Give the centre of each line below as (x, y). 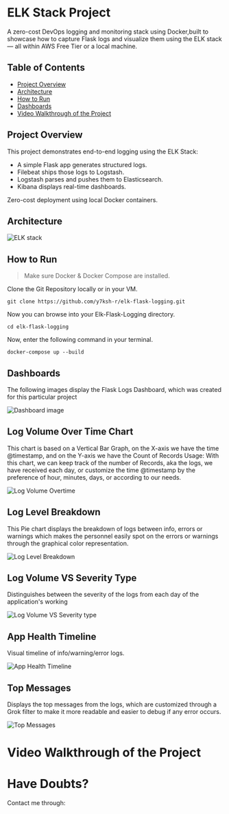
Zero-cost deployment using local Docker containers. (82, 199)
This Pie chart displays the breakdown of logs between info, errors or (105, 528)
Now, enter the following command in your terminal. (80, 340)
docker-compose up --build (46, 352)
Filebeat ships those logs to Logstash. (71, 172)
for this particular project (42, 397)
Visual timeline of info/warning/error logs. (66, 653)
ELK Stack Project (59, 13)
